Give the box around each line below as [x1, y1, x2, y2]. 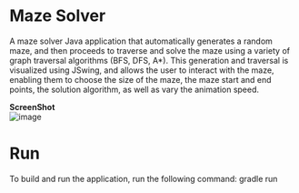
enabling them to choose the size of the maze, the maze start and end [9, 74, 272, 85]
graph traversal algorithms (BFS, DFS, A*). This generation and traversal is [9, 55, 289, 66]
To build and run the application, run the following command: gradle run [9, 173, 278, 184]
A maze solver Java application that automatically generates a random [9, 36, 273, 46]
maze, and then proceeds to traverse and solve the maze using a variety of [9, 45, 291, 56]
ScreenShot [9, 101, 55, 112]
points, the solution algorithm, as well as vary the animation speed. [9, 84, 260, 95]
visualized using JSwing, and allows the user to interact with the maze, [9, 65, 274, 76]
